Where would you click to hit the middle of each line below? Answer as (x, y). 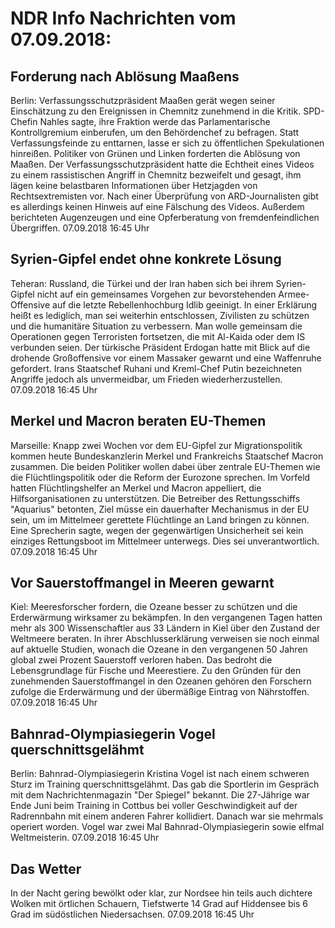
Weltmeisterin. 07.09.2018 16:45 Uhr (85, 838)
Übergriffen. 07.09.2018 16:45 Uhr (80, 228)
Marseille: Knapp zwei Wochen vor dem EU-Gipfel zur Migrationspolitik (156, 445)
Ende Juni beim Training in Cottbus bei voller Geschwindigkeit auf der (154, 806)
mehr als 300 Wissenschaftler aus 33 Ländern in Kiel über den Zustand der (165, 628)
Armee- (294, 294)
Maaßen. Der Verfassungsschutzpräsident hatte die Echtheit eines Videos (162, 164)
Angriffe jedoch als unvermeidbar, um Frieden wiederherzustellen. (146, 379)
